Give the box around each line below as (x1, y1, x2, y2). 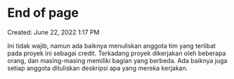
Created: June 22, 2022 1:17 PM (7, 28, 100, 36)
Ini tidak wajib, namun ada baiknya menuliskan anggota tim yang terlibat (7, 41, 216, 50)
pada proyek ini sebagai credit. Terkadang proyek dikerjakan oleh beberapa (7, 49, 226, 57)
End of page (7, 5, 79, 21)
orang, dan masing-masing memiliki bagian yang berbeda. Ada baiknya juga (7, 56, 228, 64)
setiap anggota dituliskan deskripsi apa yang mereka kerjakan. (7, 64, 188, 72)
